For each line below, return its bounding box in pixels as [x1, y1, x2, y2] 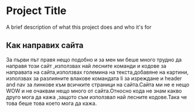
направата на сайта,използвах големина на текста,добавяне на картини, [6, 69, 189, 76]
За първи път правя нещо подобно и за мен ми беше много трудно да [6, 56, 182, 63]
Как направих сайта [6, 40, 84, 50]
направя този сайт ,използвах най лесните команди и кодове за [6, 62, 167, 69]
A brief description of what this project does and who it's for [6, 23, 152, 30]
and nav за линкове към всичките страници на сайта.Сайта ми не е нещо [6, 81, 190, 88]
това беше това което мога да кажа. [6, 100, 97, 107]
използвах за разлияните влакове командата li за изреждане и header [6, 74, 182, 82]
